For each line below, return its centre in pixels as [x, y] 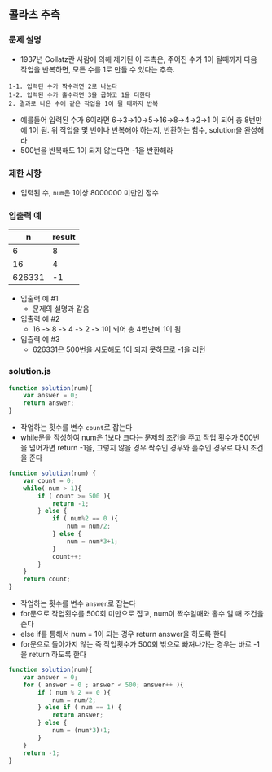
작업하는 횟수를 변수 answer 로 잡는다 [78, 603]
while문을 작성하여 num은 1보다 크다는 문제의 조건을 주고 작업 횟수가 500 [137, 437]
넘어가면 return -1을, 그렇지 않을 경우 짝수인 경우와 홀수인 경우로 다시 [138, 448]
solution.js [30, 371]
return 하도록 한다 [58, 655]
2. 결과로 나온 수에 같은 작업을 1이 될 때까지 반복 [83, 103]
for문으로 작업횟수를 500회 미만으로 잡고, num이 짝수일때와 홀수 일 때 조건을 [142, 614]
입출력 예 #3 [40, 340]
